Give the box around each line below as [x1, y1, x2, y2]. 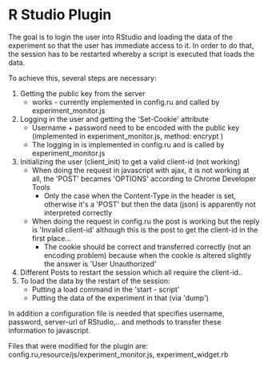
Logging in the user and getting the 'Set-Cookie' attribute [19, 114, 210, 123]
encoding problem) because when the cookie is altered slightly [43, 250, 252, 260]
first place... [31, 233, 72, 243]
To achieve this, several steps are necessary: [8, 73, 158, 83]
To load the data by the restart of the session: [19, 276, 170, 285]
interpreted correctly [43, 208, 113, 217]
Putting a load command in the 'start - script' [31, 284, 180, 294]
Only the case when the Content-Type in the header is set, [43, 191, 237, 200]
